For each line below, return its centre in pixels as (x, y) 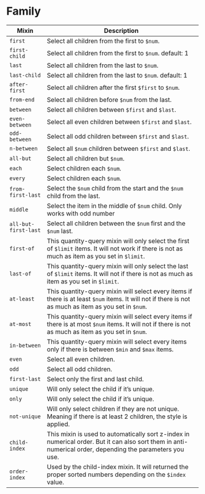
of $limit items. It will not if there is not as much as (120, 274)
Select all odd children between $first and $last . (118, 136)
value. (56, 482)
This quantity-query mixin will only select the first (118, 241)
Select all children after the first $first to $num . (113, 87)
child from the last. (74, 195)
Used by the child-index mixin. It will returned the (118, 467)
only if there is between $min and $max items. (110, 349)
